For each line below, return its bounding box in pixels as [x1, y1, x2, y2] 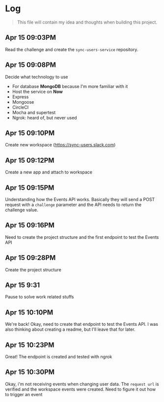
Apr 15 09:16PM [5, 221, 55, 230]
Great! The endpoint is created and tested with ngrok [5, 354, 112, 360]
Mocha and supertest [12, 109, 56, 115]
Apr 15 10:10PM [5, 308, 54, 316]
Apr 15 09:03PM [5, 33, 56, 42]
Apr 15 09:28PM [5, 254, 56, 262]
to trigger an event [5, 391, 43, 397]
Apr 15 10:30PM [5, 368, 55, 376]
